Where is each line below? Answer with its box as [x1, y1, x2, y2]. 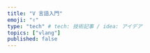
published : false [7, 36, 58, 43]
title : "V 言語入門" [7, 10, 63, 17]
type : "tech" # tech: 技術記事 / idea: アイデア [7, 23, 143, 30]
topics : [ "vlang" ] [7, 29, 61, 36]
